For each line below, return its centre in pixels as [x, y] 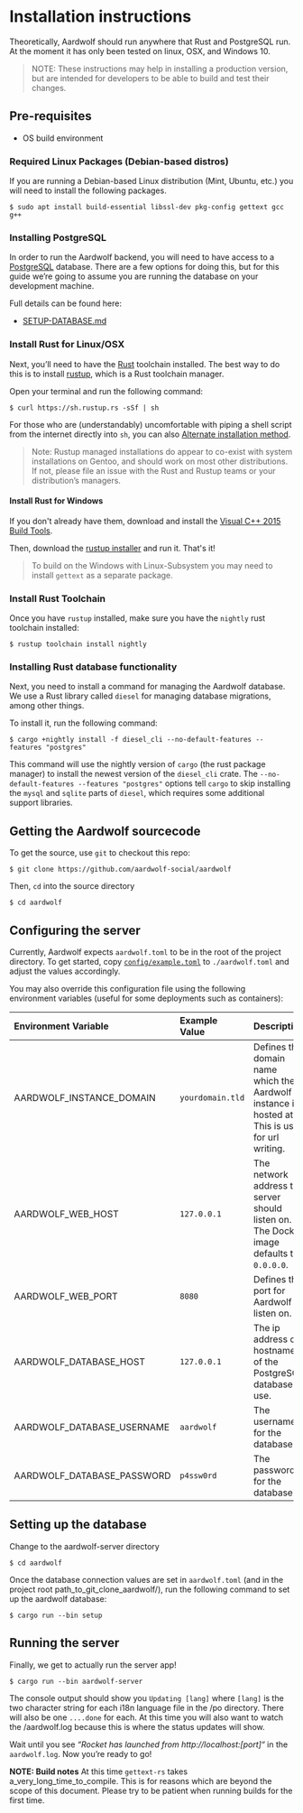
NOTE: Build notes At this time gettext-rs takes [98, 1771]
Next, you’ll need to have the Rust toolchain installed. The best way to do [145, 364]
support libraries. [41, 803]
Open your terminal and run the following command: [106, 391]
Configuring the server [75, 930]
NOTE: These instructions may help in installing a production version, [160, 69]
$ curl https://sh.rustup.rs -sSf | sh [84, 408]
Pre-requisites [50, 116]
